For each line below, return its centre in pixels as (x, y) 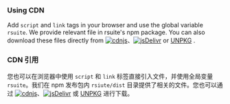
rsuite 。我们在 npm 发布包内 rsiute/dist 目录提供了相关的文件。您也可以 (112, 85)
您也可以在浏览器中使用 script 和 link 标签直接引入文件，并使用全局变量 (110, 76)
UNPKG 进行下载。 (107, 93)
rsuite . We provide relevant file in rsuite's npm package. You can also (106, 32)
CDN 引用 (23, 60)
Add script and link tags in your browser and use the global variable (105, 25)
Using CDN (26, 10)
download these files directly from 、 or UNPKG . (101, 40)
